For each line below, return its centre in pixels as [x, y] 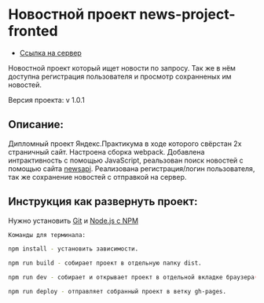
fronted [33, 31]
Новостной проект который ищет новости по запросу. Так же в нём [122, 68]
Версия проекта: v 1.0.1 [46, 100]
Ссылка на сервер [51, 53]
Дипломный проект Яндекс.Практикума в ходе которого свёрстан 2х [125, 144]
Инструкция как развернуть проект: [103, 202]
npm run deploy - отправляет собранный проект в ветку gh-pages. [117, 292]
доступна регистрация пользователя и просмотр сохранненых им [120, 76]
